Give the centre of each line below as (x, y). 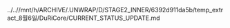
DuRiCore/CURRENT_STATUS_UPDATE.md (99, 18)
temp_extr (209, 10)
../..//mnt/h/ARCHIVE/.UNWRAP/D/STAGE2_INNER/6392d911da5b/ (101, 10)
